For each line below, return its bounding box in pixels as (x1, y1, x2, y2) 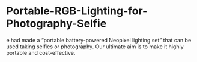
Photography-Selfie (6, 17, 107, 30)
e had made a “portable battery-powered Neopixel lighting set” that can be (6, 36, 192, 44)
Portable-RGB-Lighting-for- (6, 4, 148, 18)
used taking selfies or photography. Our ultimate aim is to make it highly (6, 43, 184, 50)
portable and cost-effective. (6, 49, 76, 56)
